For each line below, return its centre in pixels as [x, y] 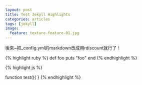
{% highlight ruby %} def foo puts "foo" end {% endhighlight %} [71, 58]
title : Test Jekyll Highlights [38, 14]
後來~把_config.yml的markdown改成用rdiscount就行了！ [63, 48]
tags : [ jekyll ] [21, 24]
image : [12, 28]
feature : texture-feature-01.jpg [44, 33]
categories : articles [28, 19]
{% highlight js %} [24, 67]
